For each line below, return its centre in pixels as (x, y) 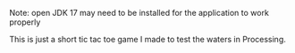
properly (25, 22)
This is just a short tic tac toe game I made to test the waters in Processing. (147, 39)
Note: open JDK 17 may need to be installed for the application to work (139, 13)
